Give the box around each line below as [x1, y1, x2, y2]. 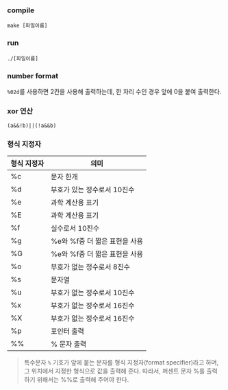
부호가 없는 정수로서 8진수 [50, 262, 131, 272]
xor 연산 [7, 106, 33, 115]
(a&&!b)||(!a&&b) [7, 122, 57, 129]
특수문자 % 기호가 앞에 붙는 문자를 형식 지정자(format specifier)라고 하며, [23, 358, 219, 367]
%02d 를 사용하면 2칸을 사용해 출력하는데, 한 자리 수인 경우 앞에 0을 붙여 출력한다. [7, 87, 222, 95]
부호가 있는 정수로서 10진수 [50, 185, 135, 194]
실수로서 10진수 [50, 224, 100, 233]
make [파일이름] [7, 23, 48, 30]
